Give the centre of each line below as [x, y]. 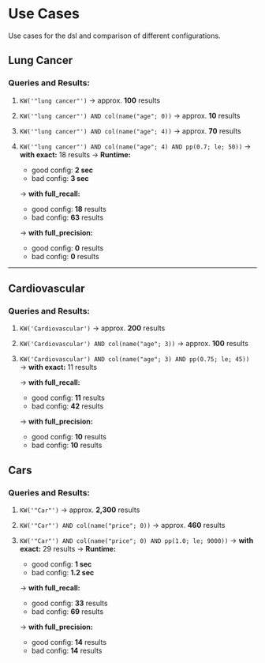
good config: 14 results [69, 642]
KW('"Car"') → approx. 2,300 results [80, 510]
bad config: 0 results [65, 256]
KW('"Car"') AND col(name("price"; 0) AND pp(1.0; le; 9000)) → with [136, 541]
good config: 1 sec [62, 564]
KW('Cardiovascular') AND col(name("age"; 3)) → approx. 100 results [134, 344]
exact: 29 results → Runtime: [68, 549]
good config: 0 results [67, 248]
